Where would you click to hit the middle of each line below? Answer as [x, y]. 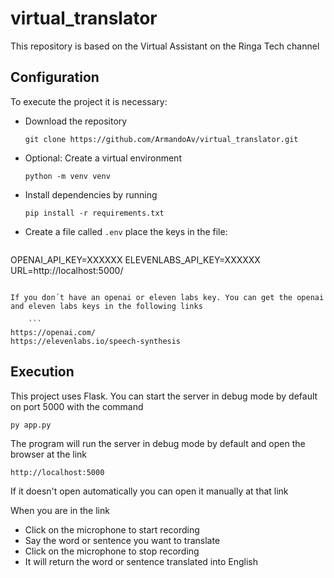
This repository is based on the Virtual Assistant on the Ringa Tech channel [165, 46]
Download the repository [76, 121]
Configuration [55, 77]
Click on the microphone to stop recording [112, 551]
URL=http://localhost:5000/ [67, 270]
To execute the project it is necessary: [89, 101]
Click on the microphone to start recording [112, 529]
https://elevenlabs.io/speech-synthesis [96, 341]
